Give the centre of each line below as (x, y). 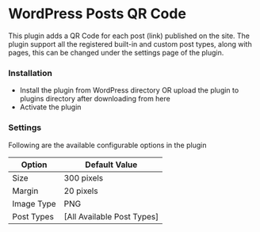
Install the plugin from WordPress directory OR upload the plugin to (129, 90)
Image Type (34, 203)
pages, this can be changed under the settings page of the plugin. (116, 52)
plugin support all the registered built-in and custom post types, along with (130, 44)
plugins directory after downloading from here (95, 99)
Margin (25, 191)
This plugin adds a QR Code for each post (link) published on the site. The (129, 36)
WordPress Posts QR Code (97, 14)
